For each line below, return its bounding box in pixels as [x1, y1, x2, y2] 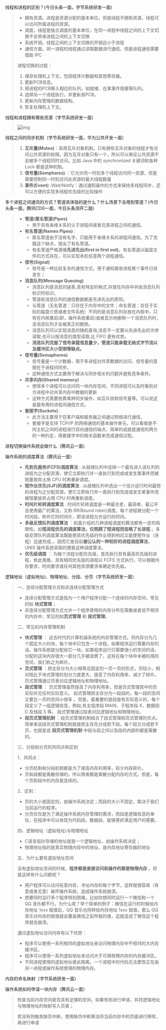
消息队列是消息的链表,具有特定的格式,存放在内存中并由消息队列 [32, 284, 161, 290]
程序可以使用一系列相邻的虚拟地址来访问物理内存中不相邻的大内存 [24, 940, 159, 946]
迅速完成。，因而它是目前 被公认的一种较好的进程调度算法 [33, 539, 148, 544]
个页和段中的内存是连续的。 [24, 777, 82, 783]
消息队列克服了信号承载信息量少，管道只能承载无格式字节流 [32, 340, 154, 345]
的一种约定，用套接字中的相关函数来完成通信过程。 [32, 433, 136, 438]
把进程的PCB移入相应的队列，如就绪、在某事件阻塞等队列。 [24, 86, 146, 91]
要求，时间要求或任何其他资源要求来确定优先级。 [29, 563, 129, 569]
